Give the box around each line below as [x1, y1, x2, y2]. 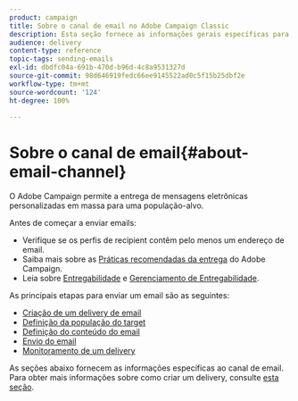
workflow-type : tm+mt [9, 79, 90, 88]
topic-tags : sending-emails [9, 54, 114, 63]
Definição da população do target [21, 317, 146, 328]
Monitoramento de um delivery [21, 346, 136, 356]
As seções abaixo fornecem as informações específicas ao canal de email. [9, 363, 284, 373]
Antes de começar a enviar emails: [9, 218, 137, 229]
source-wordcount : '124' [9, 88, 102, 96]
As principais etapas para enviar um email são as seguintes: [9, 290, 230, 301]
